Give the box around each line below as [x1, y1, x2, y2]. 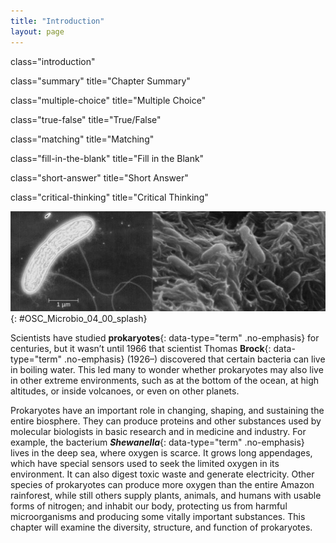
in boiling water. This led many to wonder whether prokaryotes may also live [10, 363, 324, 375]
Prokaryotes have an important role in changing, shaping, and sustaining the [10, 404, 325, 416]
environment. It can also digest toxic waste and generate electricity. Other [10, 468, 315, 480]
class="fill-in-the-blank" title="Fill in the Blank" [10, 152, 205, 164]
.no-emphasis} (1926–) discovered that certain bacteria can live [64, 353, 326, 365]
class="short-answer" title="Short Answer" [10, 171, 189, 184]
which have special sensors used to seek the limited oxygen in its [10, 457, 280, 469]
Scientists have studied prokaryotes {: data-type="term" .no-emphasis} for [10, 331, 320, 344]
